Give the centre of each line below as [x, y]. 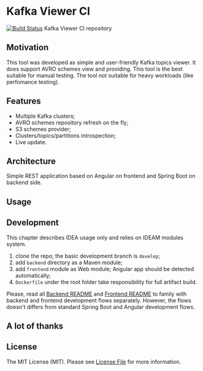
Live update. [31, 142]
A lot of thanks [35, 326]
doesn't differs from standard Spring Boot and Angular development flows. [101, 307]
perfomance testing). [33, 82]
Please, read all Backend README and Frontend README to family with [97, 294]
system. [16, 244]
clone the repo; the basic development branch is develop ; [88, 256]
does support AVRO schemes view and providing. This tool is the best [94, 69]
